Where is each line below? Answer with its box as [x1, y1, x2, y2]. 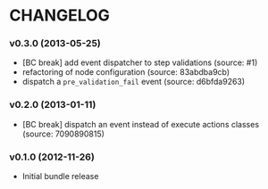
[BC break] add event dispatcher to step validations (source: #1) [21, 57, 258, 68]
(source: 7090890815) [21, 128, 105, 139]
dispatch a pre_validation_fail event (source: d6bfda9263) [21, 77, 246, 87]
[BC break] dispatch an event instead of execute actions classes [21, 119, 260, 129]
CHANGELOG [9, 5, 110, 26]
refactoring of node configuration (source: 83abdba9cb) [21, 67, 230, 78]
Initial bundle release [21, 171, 99, 182]
